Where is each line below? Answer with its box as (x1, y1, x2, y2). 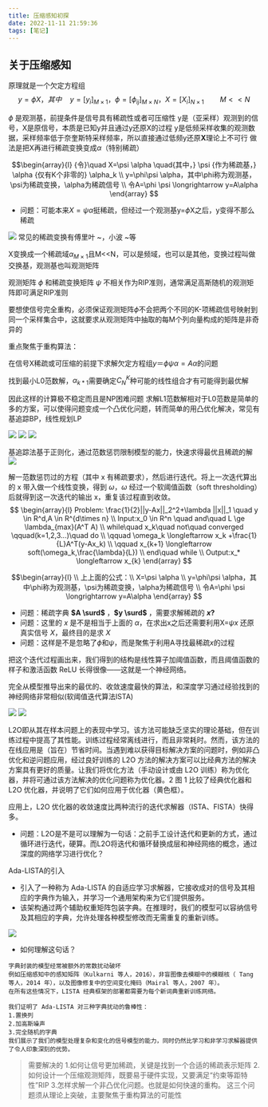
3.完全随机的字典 (8, 1029, 57, 1037)
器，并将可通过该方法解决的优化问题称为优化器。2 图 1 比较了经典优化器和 (8, 775, 253, 785)
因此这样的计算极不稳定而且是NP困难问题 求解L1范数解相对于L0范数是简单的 (8, 394, 259, 404)
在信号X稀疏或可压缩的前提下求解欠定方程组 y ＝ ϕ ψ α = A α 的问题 (8, 358, 219, 368)
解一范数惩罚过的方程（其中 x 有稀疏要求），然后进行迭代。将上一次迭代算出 (8, 472, 258, 482)
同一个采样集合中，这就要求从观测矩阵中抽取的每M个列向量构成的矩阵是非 (8, 314, 253, 324)
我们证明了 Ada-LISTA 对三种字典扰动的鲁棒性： (8, 1003, 149, 1011)
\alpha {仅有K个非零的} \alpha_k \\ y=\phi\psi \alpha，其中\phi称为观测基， (11, 169, 257, 180)
